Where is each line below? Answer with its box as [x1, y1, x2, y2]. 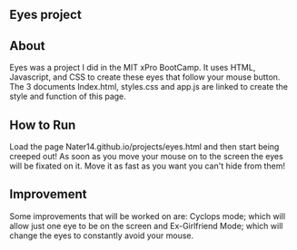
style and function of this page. [9, 91, 127, 102]
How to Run [9, 117, 76, 132]
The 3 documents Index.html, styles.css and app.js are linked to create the [9, 82, 289, 92]
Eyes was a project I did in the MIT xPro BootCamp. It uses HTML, [9, 62, 256, 73]
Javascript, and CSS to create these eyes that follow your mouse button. [9, 72, 281, 82]
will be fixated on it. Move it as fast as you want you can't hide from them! [9, 160, 286, 171]
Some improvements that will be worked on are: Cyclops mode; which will [9, 210, 286, 221]
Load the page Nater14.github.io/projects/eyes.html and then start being [9, 141, 280, 152]
